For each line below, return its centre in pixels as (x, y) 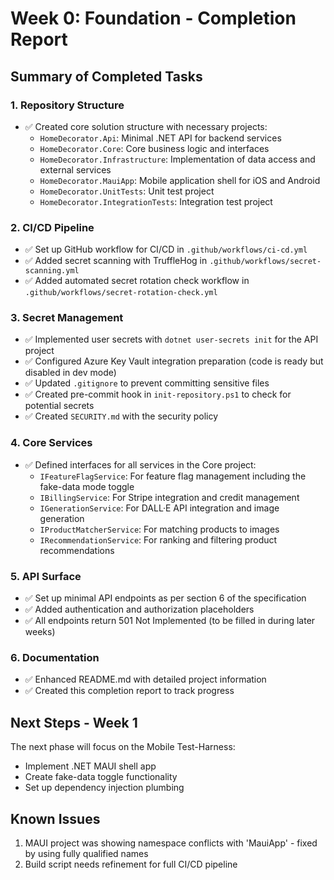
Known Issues (55, 818)
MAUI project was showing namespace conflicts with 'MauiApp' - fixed (171, 843)
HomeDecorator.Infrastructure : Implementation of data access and (177, 159)
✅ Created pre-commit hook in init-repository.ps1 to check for (158, 394)
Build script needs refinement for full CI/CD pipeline (131, 864)
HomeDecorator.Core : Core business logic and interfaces (154, 148)
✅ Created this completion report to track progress (129, 691)
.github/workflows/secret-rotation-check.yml (121, 293)
